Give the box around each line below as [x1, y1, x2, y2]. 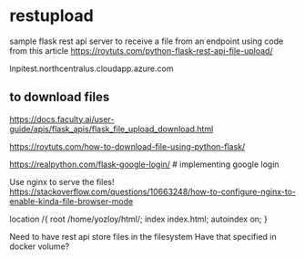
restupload [9, 5, 94, 26]
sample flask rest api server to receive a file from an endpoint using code [9, 36, 284, 47]
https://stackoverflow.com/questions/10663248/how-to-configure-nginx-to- [9, 186, 297, 197]
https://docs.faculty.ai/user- [9, 113, 116, 124]
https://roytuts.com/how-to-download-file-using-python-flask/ [9, 140, 246, 151]
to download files [9, 89, 110, 105]
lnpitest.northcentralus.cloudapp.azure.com [9, 63, 174, 74]
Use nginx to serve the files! [9, 176, 116, 187]
